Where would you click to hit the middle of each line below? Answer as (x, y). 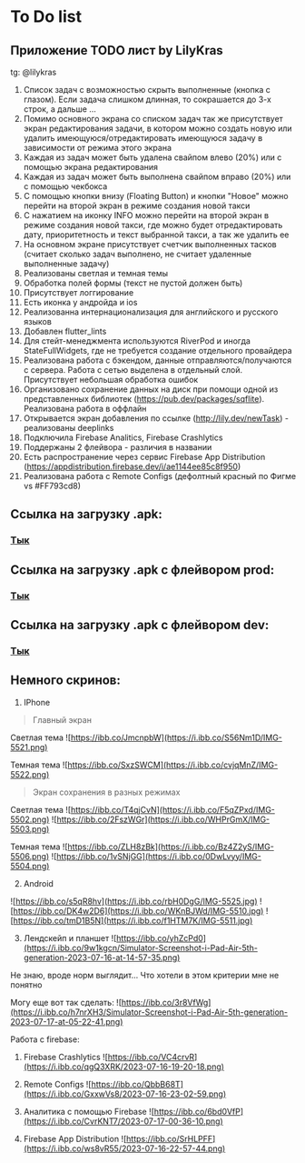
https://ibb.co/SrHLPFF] (171, 1138)
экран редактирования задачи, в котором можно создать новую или (158, 128)
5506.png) (30, 856)
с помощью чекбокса (65, 186)
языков (38, 321)
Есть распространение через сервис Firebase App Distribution (144, 457)
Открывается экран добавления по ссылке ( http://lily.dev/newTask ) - (156, 418)
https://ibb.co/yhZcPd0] (161, 937)
